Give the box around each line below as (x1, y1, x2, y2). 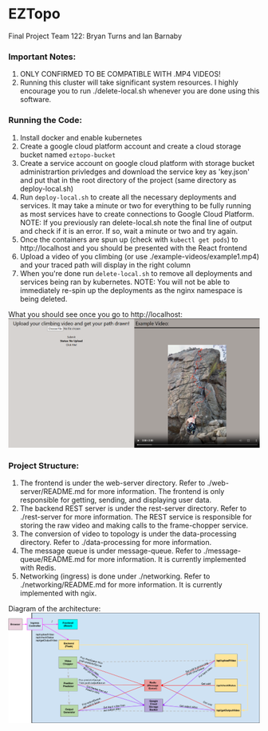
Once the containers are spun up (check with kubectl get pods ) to (19, 235, 238, 244)
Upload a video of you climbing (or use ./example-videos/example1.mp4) (19, 251, 260, 261)
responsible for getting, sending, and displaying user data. (19, 496, 212, 505)
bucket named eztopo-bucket (19, 149, 116, 160)
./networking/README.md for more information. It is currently (19, 580, 223, 590)
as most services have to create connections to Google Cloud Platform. (19, 209, 254, 219)
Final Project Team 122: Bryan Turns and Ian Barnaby (8, 31, 182, 41)
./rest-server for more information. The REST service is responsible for (19, 512, 253, 522)
